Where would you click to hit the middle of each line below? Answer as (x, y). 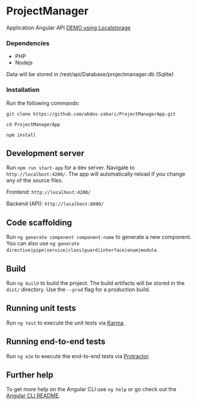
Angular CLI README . (33, 396)
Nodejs (24, 63)
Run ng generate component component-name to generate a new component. (99, 237)
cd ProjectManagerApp (33, 124)
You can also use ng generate (43, 244)
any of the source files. (35, 181)
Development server (45, 153)
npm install (21, 135)
